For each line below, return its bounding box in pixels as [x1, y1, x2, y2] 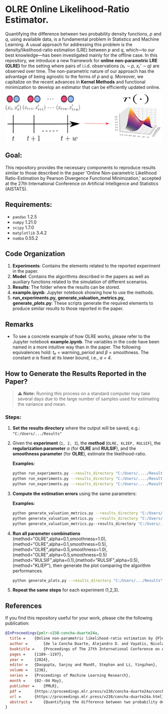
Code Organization [5, 250, 65, 258]
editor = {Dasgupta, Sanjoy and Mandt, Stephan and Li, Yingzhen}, [9, 662, 157, 667]
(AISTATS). [5, 186, 27, 192]
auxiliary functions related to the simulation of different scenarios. [12, 279, 148, 285]
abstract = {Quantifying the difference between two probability [9, 699, 157, 704]
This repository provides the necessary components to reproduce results [5, 164, 156, 170]
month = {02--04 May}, [9, 678, 64, 683]
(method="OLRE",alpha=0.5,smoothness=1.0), [12, 546, 108, 552]
